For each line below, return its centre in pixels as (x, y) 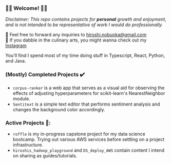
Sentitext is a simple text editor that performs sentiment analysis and (86, 104)
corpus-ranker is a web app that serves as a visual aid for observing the (89, 88)
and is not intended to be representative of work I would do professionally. (84, 25)
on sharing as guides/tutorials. (45, 155)
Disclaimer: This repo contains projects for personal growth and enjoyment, (86, 19)
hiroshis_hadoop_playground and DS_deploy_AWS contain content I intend (89, 150)
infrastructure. (28, 145)
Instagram (16, 46)
